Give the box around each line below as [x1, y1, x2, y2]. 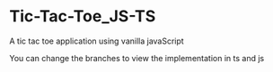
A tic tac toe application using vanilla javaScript [9, 36, 184, 46]
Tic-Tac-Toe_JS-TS [9, 6, 156, 27]
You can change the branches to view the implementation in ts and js [9, 52, 265, 63]
